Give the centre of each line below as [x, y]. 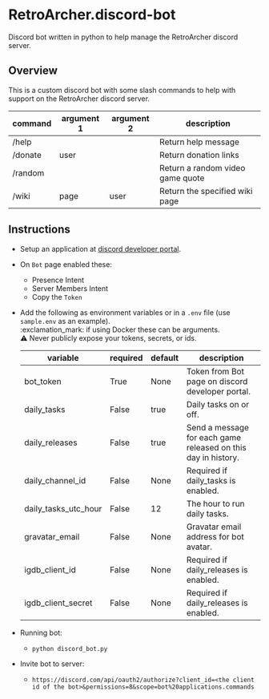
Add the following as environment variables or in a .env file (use [125, 312]
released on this [216, 447]
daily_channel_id [55, 480]
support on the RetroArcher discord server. [79, 99]
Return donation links [199, 155]
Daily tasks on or [218, 404]
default [165, 358]
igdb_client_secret [58, 603]
